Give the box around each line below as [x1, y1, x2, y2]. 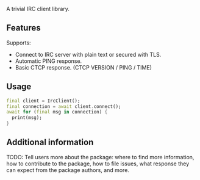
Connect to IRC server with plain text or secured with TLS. [15, 51, 162, 58]
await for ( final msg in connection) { [6, 109, 108, 115]
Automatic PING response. [15, 57, 82, 65]
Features [6, 23, 41, 33]
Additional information [6, 137, 94, 148]
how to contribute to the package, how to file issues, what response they [6, 160, 190, 167]
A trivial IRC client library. [6, 5, 70, 12]
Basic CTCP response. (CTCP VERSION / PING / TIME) [15, 63, 152, 71]
